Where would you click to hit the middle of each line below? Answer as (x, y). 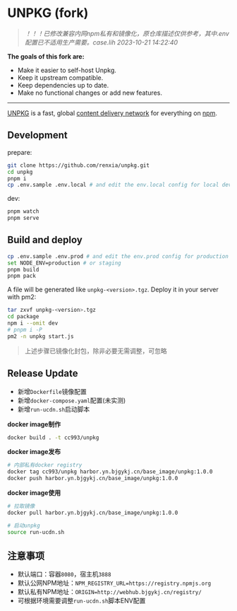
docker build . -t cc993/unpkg (53, 437)
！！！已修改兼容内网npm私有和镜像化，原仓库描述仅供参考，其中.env (127, 33)
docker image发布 (34, 452)
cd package (23, 317)
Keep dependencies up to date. (63, 85)
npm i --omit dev (33, 323)
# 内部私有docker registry (45, 465)
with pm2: (22, 297)
